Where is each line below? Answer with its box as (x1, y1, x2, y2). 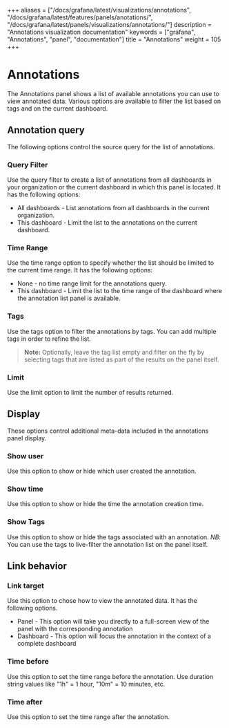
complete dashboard (17, 640, 77, 648)
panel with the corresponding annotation (17, 625, 133, 633)
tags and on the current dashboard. (7, 104, 108, 113)
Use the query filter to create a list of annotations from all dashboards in (7, 176, 212, 184)
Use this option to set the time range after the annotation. (7, 712, 170, 721)
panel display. (7, 433, 47, 442)
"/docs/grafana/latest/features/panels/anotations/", (7, 13, 153, 21)
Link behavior (7, 560, 68, 572)
